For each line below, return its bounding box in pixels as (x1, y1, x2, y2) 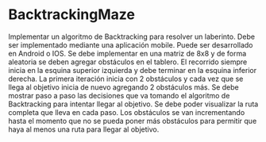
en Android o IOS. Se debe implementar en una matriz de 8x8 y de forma (8, 48, 247, 58)
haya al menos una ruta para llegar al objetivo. (8, 125, 160, 134)
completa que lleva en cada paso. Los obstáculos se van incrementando (8, 107, 245, 117)
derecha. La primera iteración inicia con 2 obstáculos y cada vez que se (8, 74, 244, 83)
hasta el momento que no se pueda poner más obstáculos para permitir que (8, 116, 257, 125)
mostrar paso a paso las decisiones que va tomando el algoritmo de (8, 90, 230, 100)
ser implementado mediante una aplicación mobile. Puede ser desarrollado (8, 40, 253, 49)
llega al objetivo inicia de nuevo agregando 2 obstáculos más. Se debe (8, 82, 240, 92)
